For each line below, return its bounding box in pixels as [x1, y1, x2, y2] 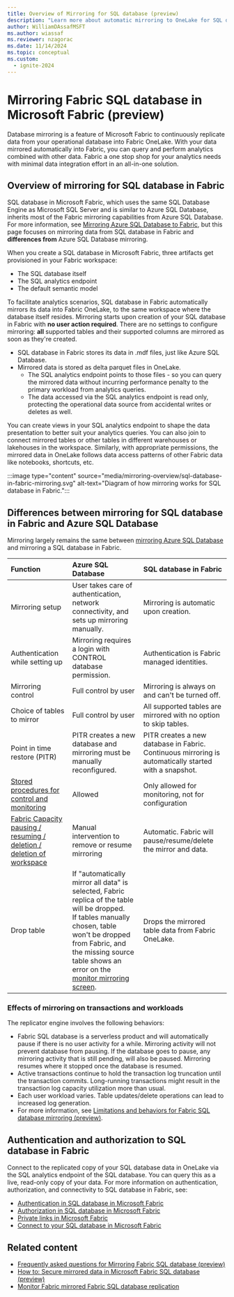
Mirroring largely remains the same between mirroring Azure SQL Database [7, 536, 224, 544]
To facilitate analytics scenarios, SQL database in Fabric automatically [7, 298, 208, 307]
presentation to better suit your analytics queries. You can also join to [7, 429, 207, 437]
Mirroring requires [72, 636, 132, 645]
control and [10, 794, 49, 804]
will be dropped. [72, 904, 125, 914]
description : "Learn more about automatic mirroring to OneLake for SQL [7, 17, 223, 24]
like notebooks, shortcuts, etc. [7, 458, 94, 467]
